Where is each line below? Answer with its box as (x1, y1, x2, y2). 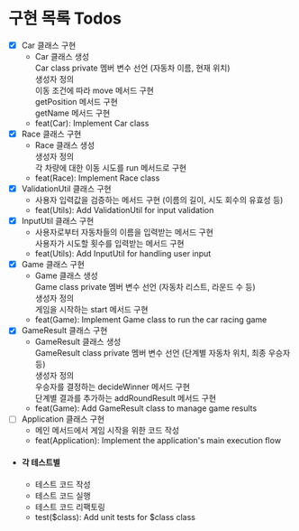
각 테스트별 (21, 457, 60, 468)
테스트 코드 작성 (34, 479, 91, 489)
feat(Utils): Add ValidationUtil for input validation (34, 205, 214, 216)
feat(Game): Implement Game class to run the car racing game (34, 314, 267, 325)
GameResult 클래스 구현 (21, 325, 108, 336)
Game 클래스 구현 (21, 259, 85, 270)
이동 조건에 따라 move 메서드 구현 (34, 85, 154, 96)
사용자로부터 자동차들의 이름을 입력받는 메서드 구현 (34, 227, 213, 238)
